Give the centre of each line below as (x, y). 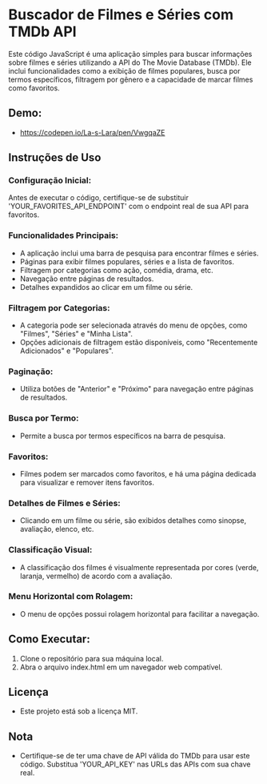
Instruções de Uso (55, 158)
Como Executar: (49, 639)
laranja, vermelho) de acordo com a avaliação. (96, 576)
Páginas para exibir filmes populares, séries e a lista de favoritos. (127, 261)
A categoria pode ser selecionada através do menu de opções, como (133, 325)
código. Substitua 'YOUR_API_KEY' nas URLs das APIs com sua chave (135, 764)
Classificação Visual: (50, 550)
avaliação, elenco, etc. (57, 529)
